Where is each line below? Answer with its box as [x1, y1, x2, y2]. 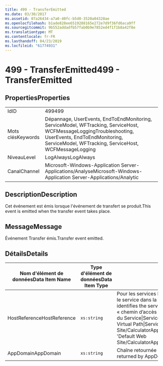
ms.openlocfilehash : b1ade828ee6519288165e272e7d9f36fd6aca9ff [5, 20, 136, 26]
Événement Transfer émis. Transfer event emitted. [5, 235, 104, 241]
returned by [116, 353, 144, 360]
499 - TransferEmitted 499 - [5, 64, 120, 75]
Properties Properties [5, 94, 70, 102]
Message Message [5, 222, 62, 231]
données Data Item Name [12, 276, 71, 283]
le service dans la [116, 296, 157, 303]
